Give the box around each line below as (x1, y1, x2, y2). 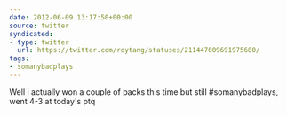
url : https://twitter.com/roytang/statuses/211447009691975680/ (17, 46, 260, 55)
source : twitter (9, 21, 69, 30)
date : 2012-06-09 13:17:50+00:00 (9, 12, 133, 22)
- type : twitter (9, 37, 69, 47)
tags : (9, 54, 29, 63)
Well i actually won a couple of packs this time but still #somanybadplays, (9, 86, 279, 97)
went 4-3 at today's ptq (9, 96, 96, 106)
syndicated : (9, 29, 53, 38)
